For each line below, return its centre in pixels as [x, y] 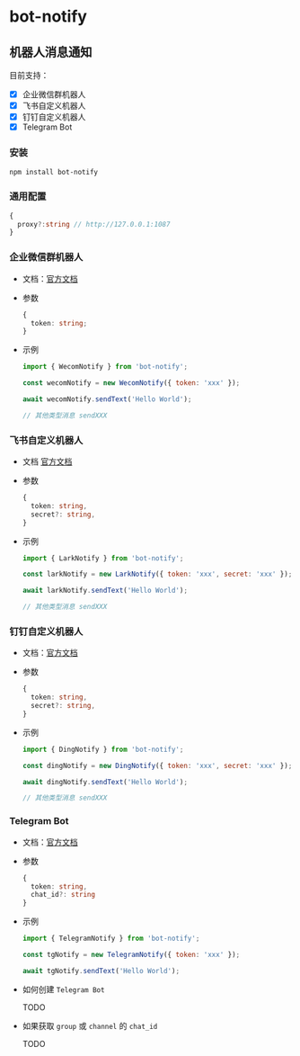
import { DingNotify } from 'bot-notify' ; [103, 749]
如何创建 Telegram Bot [63, 989]
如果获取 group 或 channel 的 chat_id [90, 1025]
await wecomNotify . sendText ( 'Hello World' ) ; [107, 399]
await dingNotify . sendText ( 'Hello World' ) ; [105, 782]
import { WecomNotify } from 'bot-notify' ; [105, 367]
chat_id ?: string [63, 895]
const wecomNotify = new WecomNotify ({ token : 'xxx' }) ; [131, 383]
